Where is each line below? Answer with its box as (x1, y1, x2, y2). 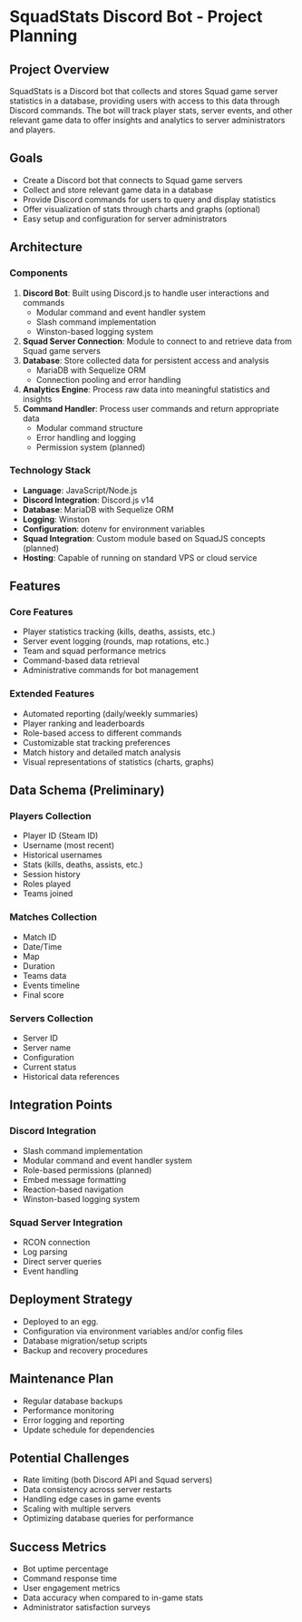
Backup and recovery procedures (22, 1344, 148, 1355)
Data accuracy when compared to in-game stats (22, 1592, 204, 1603)
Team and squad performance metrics (22, 646, 166, 657)
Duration (22, 960, 55, 972)
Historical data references (22, 1071, 120, 1082)
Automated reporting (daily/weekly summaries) (22, 708, 199, 718)
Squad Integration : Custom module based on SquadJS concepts (22, 533, 266, 543)
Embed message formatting (22, 1174, 127, 1185)
